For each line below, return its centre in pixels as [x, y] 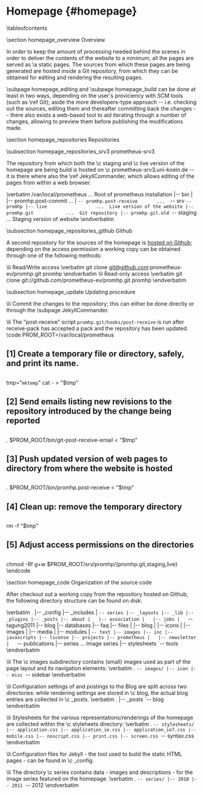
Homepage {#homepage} [72, 11]
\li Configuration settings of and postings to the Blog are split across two [97, 686]
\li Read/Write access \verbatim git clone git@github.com [78, 267]
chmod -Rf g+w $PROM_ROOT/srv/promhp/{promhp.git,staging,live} [92, 564]
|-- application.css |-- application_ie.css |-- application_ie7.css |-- [101, 730]
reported [23, 421]
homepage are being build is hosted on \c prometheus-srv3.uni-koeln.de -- [101, 169]
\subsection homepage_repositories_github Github [69, 231]
